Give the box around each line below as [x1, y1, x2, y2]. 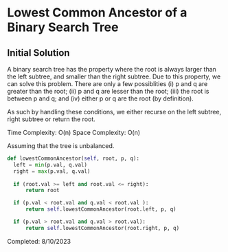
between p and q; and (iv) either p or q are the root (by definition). [7, 94, 194, 103]
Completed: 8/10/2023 [7, 237, 71, 245]
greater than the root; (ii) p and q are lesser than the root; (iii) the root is [7, 87, 209, 95]
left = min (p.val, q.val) [13, 161, 88, 168]
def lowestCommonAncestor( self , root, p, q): [7, 155, 139, 162]
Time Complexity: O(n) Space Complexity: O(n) [7, 129, 141, 136]
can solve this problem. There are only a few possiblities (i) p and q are [7, 80, 208, 87]
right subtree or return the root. [7, 115, 96, 123]
